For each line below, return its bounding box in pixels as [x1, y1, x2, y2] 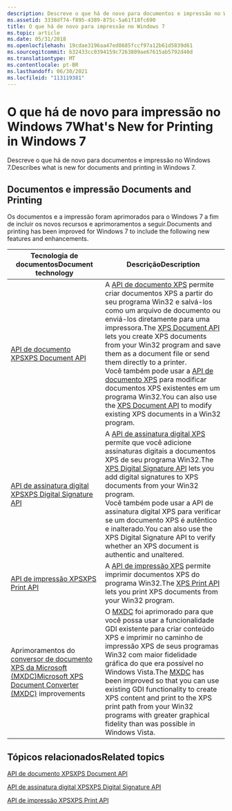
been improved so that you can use [104, 676, 220, 685]
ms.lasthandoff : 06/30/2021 [7, 68, 88, 75]
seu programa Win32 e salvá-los [104, 297, 213, 307]
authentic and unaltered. [104, 550, 184, 560]
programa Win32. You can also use [104, 392, 217, 402]
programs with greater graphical [104, 710, 210, 720]
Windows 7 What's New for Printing [7, 119, 213, 135]
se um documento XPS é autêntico [104, 516, 217, 525]
